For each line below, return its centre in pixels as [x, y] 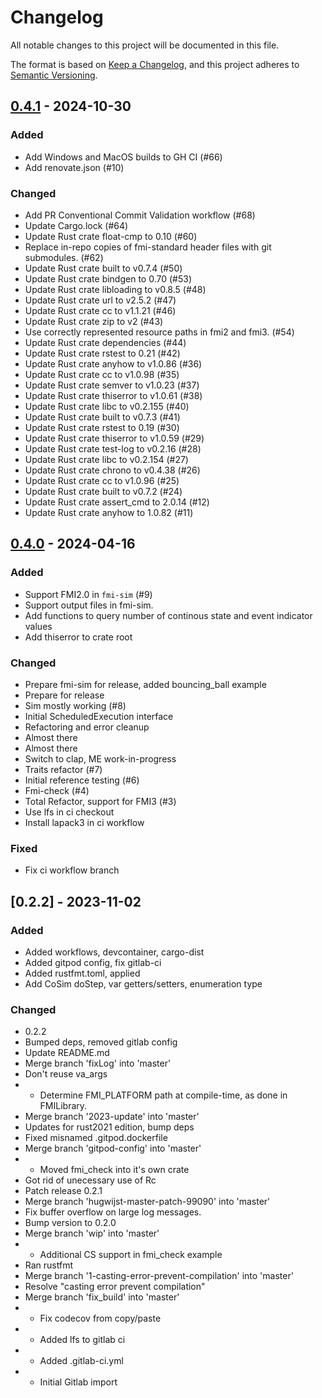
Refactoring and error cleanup [87, 727]
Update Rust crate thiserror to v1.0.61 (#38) [113, 395]
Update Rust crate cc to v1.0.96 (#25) [102, 480]
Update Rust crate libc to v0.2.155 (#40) [107, 406]
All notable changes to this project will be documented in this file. [145, 45]
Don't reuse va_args [66, 1074]
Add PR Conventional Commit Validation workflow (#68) [140, 215]
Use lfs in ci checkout [69, 812]
